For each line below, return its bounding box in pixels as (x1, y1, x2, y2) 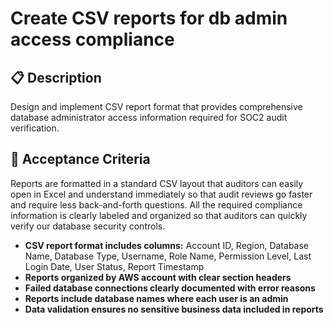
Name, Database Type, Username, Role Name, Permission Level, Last (24, 250, 312, 262)
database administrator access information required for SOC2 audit (10, 112, 288, 123)
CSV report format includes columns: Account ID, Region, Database (24, 239, 309, 251)
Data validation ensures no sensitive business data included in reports (24, 303, 324, 315)
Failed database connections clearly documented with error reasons (24, 282, 316, 294)
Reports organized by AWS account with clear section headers (24, 271, 292, 283)
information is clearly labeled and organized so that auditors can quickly (10, 209, 308, 221)
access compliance (10, 28, 175, 51)
